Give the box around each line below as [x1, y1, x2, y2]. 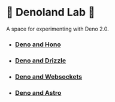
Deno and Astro [14, 88, 62, 97]
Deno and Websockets [14, 72, 83, 80]
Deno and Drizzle [14, 56, 66, 65]
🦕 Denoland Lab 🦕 [6, 5, 95, 19]
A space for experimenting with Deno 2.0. [6, 25, 109, 32]
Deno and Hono [14, 40, 61, 49]
